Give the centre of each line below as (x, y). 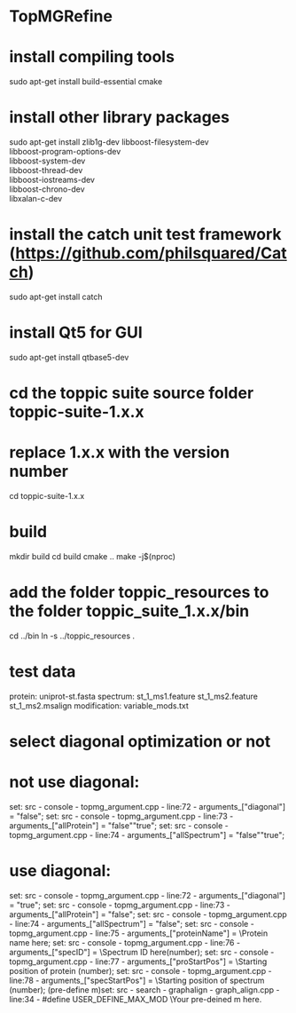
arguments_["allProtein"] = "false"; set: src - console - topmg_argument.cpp (148, 914)
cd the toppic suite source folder (132, 393)
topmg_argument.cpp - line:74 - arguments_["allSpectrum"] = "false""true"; (147, 835)
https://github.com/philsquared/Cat (152, 253)
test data (43, 672)
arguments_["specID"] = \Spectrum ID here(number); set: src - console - (142, 952)
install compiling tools (92, 57)
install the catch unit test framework (145, 235)
